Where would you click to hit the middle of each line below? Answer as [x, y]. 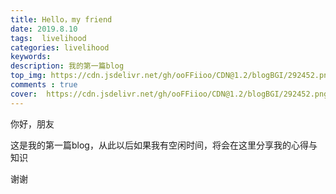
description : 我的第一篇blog [67, 66]
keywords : [31, 57]
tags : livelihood [48, 38]
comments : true [44, 85]
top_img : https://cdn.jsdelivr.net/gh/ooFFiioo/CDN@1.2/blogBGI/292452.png [171, 76]
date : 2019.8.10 [44, 29]
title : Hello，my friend [61, 19]
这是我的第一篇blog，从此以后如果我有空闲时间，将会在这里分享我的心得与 [164, 145]
